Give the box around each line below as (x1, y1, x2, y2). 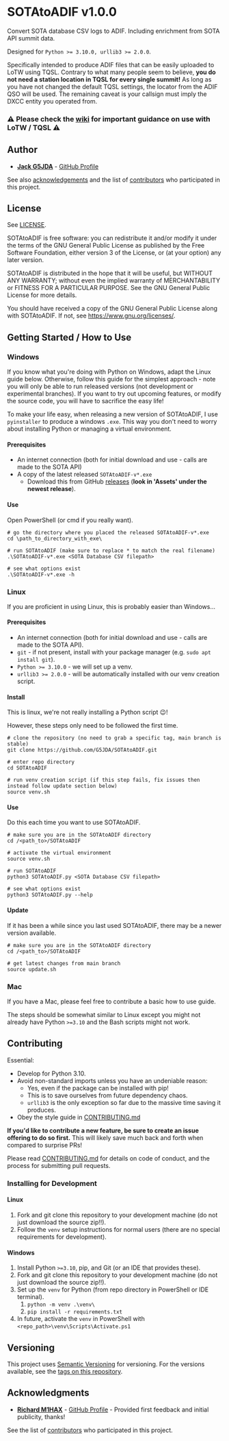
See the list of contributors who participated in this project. (7, 1426, 173, 1434)
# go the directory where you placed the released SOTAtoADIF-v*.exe (7, 529, 210, 536)
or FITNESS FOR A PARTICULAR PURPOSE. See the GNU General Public (7, 284, 211, 292)
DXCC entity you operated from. (7, 97, 98, 105)
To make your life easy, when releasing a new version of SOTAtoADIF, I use (7, 410, 219, 418)
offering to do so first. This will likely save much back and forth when (7, 1133, 204, 1142)
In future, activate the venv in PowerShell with (16, 1315, 145, 1323)
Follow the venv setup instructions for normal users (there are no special (16, 1225, 220, 1233)
